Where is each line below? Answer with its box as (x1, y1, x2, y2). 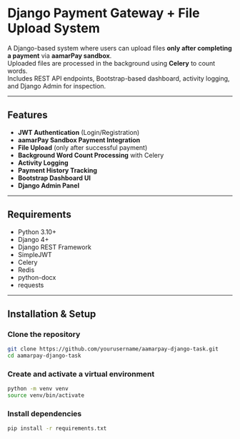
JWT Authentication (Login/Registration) (17, 128, 140, 136)
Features (7, 109, 48, 121)
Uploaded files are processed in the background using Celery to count (7, 59, 216, 67)
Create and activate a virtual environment (7, 369, 155, 379)
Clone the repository (7, 329, 81, 339)
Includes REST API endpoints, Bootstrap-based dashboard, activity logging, (7, 74, 230, 83)
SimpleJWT (17, 250, 52, 258)
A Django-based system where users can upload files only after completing (7, 44, 232, 52)
